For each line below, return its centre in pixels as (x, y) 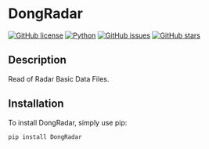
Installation (36, 104)
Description (37, 60)
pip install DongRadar (45, 137)
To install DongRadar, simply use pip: (68, 122)
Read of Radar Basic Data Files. (59, 78)
